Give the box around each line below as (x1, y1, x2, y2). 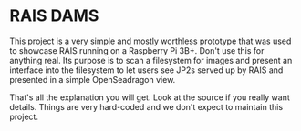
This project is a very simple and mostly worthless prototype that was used (9, 35, 292, 46)
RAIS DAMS (9, 5, 99, 26)
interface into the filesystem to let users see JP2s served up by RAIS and (9, 65, 284, 76)
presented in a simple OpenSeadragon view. (9, 74, 176, 85)
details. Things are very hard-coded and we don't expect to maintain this (9, 101, 284, 112)
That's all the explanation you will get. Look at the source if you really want (9, 92, 290, 103)
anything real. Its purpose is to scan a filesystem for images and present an (9, 55, 293, 65)
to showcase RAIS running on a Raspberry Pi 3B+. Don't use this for (9, 45, 265, 55)
